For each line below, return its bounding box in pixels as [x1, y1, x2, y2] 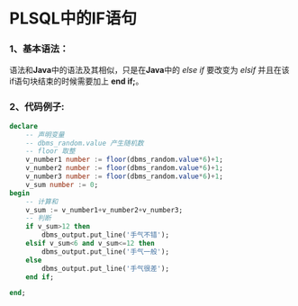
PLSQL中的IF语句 [9, 8, 138, 29]
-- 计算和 [25, 197, 59, 206]
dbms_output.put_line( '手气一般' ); [41, 247, 169, 256]
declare [9, 121, 39, 130]
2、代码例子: [9, 101, 65, 113]
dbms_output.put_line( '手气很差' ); [41, 264, 169, 273]
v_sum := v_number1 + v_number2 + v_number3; [25, 205, 183, 214]
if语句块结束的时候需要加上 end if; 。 [9, 76, 144, 86]
